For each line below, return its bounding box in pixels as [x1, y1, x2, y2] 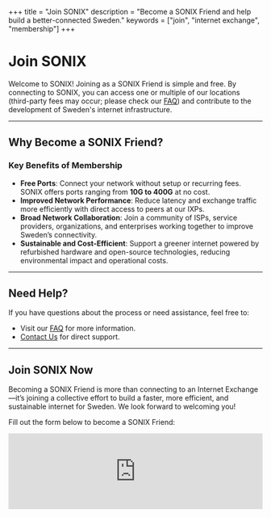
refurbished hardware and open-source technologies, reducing [19, 246, 231, 257]
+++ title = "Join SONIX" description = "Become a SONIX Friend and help [8, 7, 252, 16]
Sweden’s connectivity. [19, 229, 98, 239]
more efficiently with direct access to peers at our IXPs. [19, 204, 205, 213]
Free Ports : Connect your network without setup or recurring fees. [19, 178, 242, 188]
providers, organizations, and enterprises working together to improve [19, 221, 254, 231]
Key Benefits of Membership [8, 160, 123, 171]
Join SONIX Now [8, 363, 94, 376]
